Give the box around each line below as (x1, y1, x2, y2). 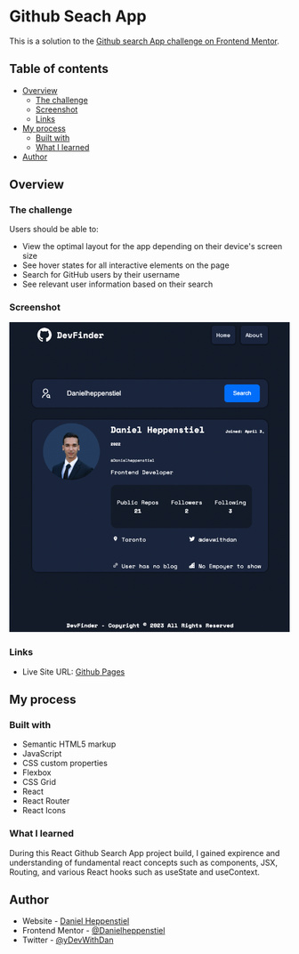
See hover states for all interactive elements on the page (21, 260, 230, 271)
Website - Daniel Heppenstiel (21, 916, 130, 926)
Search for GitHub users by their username (21, 270, 181, 280)
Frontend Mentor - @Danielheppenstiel (21, 926, 166, 936)
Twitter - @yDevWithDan (21, 934, 114, 945)
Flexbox (21, 767, 52, 778)
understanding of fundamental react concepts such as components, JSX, (9, 857, 279, 868)
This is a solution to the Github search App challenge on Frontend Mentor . (9, 36, 280, 46)
